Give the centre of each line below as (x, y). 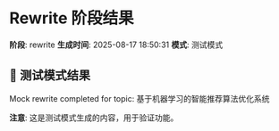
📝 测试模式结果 (50, 75)
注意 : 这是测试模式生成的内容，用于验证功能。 (94, 118)
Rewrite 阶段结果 (72, 18)
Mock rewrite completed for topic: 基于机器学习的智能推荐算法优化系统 (139, 98)
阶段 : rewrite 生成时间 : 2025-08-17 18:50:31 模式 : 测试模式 (116, 45)
